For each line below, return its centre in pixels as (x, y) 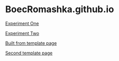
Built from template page (31, 43)
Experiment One (22, 23)
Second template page (29, 53)
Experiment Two (22, 33)
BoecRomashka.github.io (60, 9)
